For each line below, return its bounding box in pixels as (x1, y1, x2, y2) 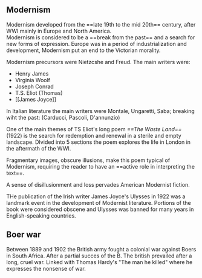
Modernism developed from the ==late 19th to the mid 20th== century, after (6, 21, 196, 28)
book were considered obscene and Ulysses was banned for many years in (6, 205, 194, 213)
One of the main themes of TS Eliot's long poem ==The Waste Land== (6, 125, 182, 132)
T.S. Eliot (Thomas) (15, 89, 63, 96)
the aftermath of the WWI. (6, 144, 71, 152)
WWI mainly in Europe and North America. (6, 27, 112, 34)
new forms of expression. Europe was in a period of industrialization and (6, 40, 187, 47)
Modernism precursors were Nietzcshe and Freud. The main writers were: (6, 58, 191, 65)
